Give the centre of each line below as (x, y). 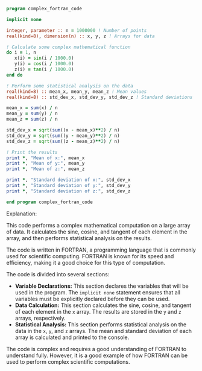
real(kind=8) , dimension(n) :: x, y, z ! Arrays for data (80, 36)
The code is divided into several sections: (58, 274)
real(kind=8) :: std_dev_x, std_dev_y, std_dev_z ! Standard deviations (99, 97)
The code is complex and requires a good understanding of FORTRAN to (96, 349)
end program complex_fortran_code (50, 202)
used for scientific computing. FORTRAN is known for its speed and (90, 256)
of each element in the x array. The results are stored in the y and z (98, 311)
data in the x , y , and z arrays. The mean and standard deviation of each (103, 331)
